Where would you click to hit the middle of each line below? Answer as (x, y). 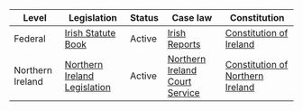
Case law (192, 18)
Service (184, 92)
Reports (184, 44)
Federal (30, 38)
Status (144, 18)
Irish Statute (90, 33)
